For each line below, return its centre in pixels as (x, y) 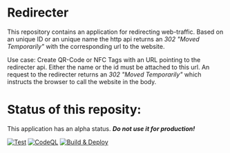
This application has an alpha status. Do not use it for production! (101, 128)
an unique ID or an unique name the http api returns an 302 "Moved (104, 39)
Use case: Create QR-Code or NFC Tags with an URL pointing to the (104, 59)
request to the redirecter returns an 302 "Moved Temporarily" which (104, 74)
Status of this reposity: (74, 110)
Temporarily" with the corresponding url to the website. (86, 46)
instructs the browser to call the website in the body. (82, 81)
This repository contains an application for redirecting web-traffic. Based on (115, 32)
